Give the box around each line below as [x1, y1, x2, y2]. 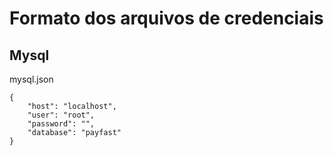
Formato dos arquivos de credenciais [9, 7, 324, 30]
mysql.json [9, 73, 54, 85]
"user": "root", [27, 110, 96, 120]
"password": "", [27, 119, 96, 129]
